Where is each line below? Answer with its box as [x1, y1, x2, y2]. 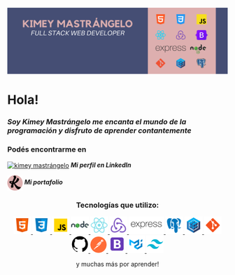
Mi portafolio [24, 178, 63, 187]
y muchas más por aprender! [76, 260, 159, 269]
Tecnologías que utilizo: [76, 201, 159, 210]
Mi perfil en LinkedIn [71, 161, 131, 169]
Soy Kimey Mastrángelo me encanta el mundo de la [7, 117, 187, 127]
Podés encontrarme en [7, 145, 87, 154]
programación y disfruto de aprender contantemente [7, 126, 192, 135]
